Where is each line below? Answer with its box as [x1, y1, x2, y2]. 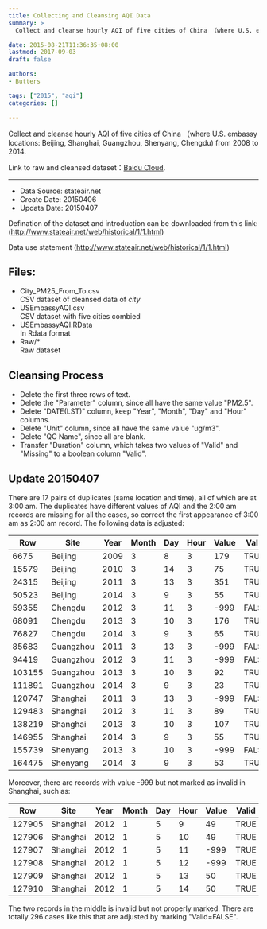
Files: [8, 265, 36, 278]
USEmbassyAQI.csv [19, 303, 85, 313]
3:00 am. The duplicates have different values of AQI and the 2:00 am [8, 501, 237, 511]
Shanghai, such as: [8, 786, 71, 795]
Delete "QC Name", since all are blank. [19, 432, 146, 441]
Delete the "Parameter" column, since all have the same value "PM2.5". [19, 398, 253, 408]
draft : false [8, 56, 52, 64]
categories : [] [8, 99, 59, 107]
